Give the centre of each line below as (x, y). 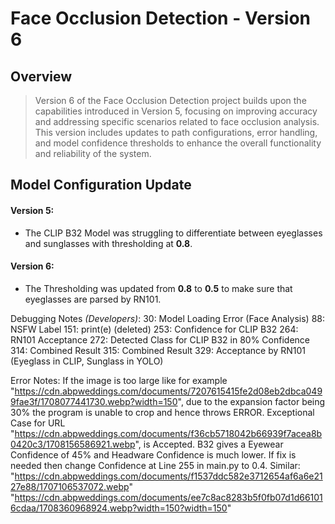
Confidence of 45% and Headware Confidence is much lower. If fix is (153, 454)
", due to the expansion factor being (251, 401)
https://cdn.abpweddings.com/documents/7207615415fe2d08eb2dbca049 (168, 391)
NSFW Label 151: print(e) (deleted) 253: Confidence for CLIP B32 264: (154, 329)
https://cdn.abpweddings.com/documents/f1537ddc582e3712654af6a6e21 (168, 476)
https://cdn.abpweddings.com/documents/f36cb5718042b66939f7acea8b (168, 433)
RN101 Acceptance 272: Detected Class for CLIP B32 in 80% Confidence (160, 339)
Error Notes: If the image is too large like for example (119, 380)
